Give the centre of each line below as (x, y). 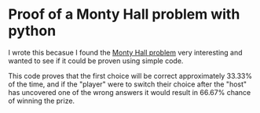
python (32, 31)
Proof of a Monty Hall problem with (124, 14)
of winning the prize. (42, 101)
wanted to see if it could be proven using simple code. (96, 61)
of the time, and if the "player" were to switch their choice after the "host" (128, 84)
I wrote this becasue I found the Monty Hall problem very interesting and (125, 52)
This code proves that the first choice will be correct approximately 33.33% (130, 76)
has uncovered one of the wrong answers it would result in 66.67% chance (130, 92)
